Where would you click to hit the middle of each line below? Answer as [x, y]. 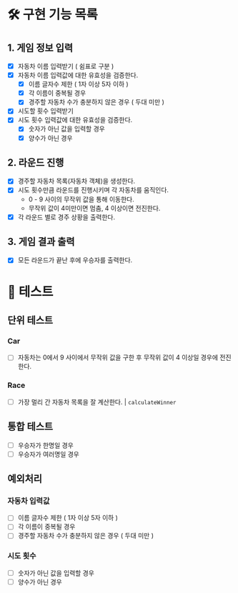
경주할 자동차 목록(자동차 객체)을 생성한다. [76, 181]
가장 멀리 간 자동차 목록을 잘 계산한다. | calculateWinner [97, 402]
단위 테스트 [30, 320]
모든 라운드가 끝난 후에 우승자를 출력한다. [75, 260]
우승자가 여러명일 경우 [49, 454]
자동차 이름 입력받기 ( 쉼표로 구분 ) [66, 66]
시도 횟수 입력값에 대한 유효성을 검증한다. [75, 120]
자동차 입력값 [29, 501]
